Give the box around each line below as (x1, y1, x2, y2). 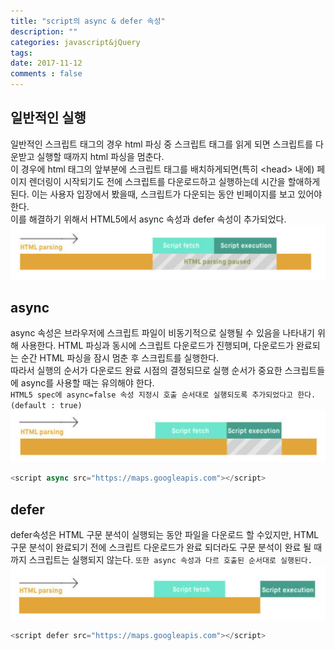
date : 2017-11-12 (10, 58, 83, 69)
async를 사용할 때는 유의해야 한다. (20, 377, 155, 389)
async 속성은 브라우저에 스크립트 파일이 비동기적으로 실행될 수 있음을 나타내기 (10, 327, 315, 339)
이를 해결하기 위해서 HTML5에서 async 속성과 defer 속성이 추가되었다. (10, 213, 287, 225)
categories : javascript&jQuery (10, 37, 141, 47)
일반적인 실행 (10, 110, 87, 127)
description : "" (10, 26, 78, 37)
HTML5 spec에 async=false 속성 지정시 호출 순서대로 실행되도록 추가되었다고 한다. (10, 390, 317, 400)
